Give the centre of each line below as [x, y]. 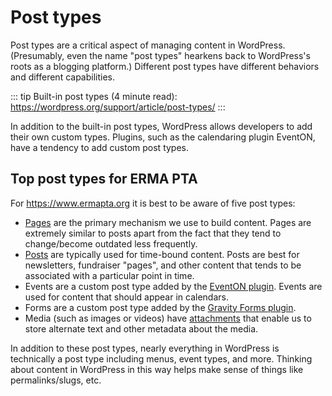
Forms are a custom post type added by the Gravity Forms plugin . [160, 307]
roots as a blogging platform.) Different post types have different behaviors [165, 66]
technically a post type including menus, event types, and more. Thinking [161, 358]
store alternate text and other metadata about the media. [141, 328]
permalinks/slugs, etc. [56, 380]
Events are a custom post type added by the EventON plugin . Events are [173, 286]
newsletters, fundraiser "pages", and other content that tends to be [163, 265]
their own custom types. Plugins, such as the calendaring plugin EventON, [163, 137]
